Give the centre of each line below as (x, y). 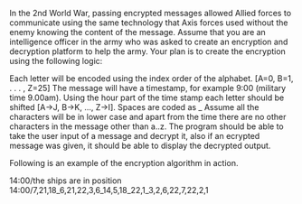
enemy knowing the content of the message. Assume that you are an (138, 32)
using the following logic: (56, 61)
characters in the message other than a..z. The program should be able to (146, 126)
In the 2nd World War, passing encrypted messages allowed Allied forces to (151, 13)
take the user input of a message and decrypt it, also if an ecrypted (135, 136)
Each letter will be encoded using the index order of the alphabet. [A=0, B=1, (151, 79)
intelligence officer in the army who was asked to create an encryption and (149, 42)
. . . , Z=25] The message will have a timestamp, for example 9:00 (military (148, 88)
